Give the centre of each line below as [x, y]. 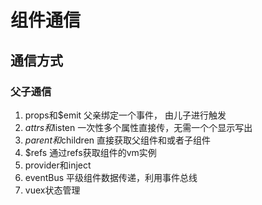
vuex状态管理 [52, 190]
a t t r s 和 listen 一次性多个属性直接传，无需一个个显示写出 [138, 127]
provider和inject [58, 165]
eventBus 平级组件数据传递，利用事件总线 [111, 177]
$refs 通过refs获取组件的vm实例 [90, 152]
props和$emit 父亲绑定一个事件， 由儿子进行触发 [125, 115]
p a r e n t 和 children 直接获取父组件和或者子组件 [118, 140]
